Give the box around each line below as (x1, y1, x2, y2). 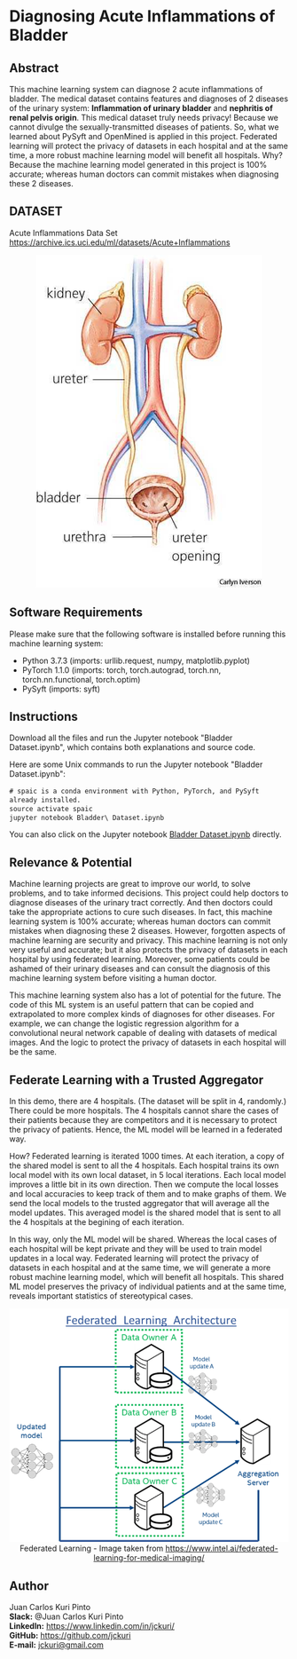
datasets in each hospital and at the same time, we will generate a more (9, 1262, 271, 1273)
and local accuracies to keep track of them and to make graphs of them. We (9, 1189, 286, 1199)
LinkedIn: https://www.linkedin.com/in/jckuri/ (9, 1621, 176, 1631)
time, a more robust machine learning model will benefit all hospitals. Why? (9, 150, 284, 161)
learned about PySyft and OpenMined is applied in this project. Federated (9, 131, 277, 141)
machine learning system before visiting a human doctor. (9, 973, 217, 984)
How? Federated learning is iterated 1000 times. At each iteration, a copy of (9, 1151, 285, 1162)
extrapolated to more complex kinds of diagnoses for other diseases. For (9, 1009, 275, 1020)
